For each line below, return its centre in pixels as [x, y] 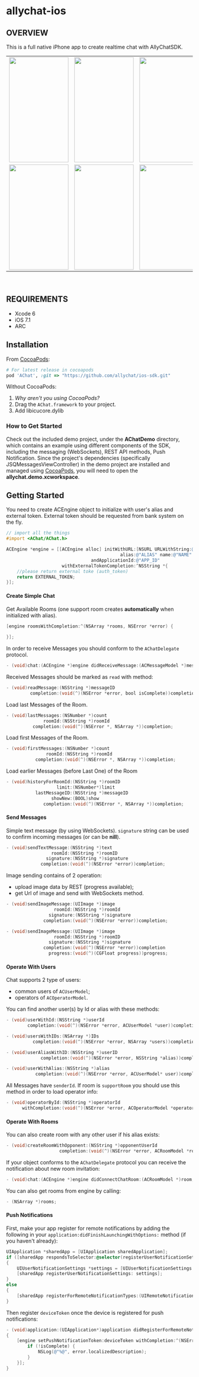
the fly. [15, 522]
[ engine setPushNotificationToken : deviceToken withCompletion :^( [99, 1341]
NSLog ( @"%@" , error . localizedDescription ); [92, 1352]
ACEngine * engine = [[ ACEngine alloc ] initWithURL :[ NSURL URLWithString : [99, 549]
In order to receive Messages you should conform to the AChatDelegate [93, 649]
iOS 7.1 [23, 320]
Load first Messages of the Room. [47, 738]
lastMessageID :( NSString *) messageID [82, 793]
